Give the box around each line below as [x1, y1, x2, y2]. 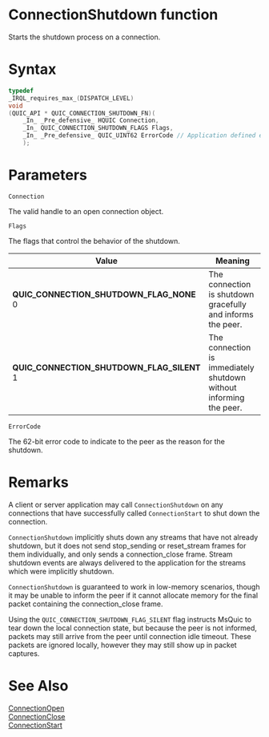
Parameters [8, 166, 88, 184]
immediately [208, 362, 255, 373]
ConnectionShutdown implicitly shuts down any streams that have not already [8, 532, 259, 542]
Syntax [8, 60, 57, 79]
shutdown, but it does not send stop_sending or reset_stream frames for [8, 541, 247, 550]
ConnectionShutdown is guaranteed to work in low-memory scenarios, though [8, 581, 260, 591]
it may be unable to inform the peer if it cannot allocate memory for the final [8, 590, 259, 600]
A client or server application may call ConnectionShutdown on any [8, 500, 223, 509]
